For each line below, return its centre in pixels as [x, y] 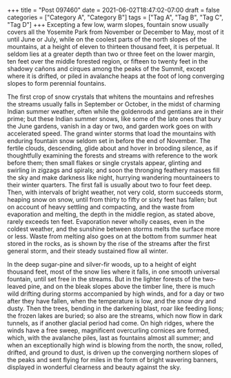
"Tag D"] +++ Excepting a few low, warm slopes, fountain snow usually [108, 25]
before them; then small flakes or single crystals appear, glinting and [104, 163]
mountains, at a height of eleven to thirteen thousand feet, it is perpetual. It [113, 47]
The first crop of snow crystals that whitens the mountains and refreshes [111, 97]
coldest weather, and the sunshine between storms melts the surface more [114, 229]
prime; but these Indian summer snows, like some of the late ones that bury [114, 119]
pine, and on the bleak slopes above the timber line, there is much [121, 286]
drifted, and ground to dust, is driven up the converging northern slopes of [113, 352]
